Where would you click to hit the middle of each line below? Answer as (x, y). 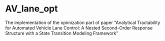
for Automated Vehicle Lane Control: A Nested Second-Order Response (79, 27)
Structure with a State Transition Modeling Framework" (62, 33)
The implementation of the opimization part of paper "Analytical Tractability (83, 22)
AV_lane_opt (32, 9)
